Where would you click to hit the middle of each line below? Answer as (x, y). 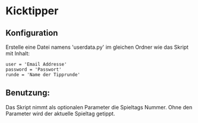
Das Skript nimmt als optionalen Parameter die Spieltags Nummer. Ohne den (99, 107)
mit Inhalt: (18, 53)
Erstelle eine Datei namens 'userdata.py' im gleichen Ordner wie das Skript (97, 47)
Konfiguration (32, 33)
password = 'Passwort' (34, 70)
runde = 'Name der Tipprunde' (43, 75)
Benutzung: (28, 93)
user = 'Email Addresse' (36, 64)
